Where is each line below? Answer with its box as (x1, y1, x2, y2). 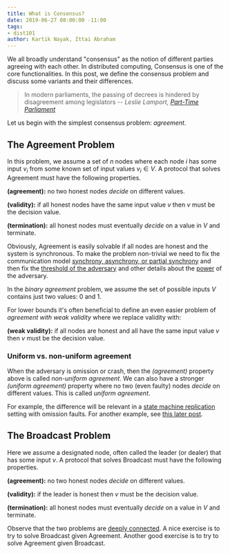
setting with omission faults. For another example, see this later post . (7, 410, 203, 418)
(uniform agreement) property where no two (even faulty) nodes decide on (7, 382, 220, 390)
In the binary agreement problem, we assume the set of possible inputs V (7, 285, 216, 293)
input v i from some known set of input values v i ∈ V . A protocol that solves (7, 164, 221, 174)
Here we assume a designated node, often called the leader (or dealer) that (7, 448, 222, 456)
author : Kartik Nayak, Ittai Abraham (7, 36, 116, 43)
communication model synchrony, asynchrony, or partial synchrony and (7, 257, 211, 265)
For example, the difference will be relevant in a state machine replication (7, 403, 215, 411)
